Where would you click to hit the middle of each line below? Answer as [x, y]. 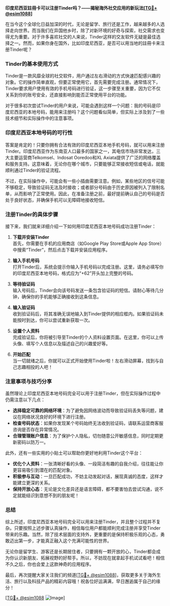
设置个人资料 [26, 331]
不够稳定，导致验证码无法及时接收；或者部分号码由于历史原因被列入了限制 [83, 187]
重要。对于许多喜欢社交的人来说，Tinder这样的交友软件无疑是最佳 [87, 37]
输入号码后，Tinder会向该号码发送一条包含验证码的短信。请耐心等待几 [86, 290]
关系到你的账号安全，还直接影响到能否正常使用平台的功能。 [67, 95]
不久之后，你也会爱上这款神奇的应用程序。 [50, 564]
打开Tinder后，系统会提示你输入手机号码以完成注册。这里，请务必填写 [86, 267]
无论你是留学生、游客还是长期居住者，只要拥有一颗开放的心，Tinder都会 [81, 552]
